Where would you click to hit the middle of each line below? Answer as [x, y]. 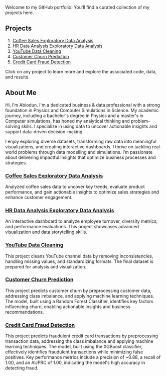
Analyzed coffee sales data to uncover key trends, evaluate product [75, 186]
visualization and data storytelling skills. [46, 232]
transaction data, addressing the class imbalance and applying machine [79, 341]
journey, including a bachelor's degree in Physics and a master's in [74, 116]
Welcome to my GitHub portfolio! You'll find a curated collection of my [77, 7]
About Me [21, 93]
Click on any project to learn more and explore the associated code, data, [81, 71]
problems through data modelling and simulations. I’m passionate [85, 152]
